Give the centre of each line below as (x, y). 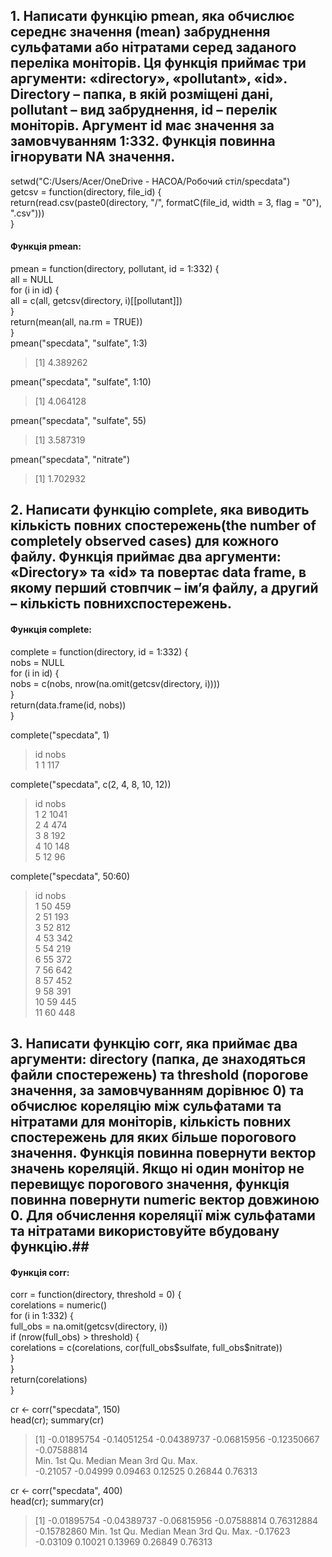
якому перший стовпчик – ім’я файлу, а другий (164, 588)
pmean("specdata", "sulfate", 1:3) (79, 343)
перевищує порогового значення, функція (150, 1184)
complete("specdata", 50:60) (70, 876)
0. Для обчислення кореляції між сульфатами (163, 1215)
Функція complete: (51, 629)
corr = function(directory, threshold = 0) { (96, 1295)
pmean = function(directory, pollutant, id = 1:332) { (115, 269)
